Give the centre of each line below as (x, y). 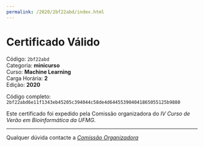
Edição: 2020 (23, 84)
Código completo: (29, 96)
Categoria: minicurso (33, 65)
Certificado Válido (53, 42)
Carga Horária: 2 (27, 78)
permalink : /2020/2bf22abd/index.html (55, 12)
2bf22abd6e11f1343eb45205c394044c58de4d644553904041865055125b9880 (93, 102)
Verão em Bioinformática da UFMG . (51, 120)
